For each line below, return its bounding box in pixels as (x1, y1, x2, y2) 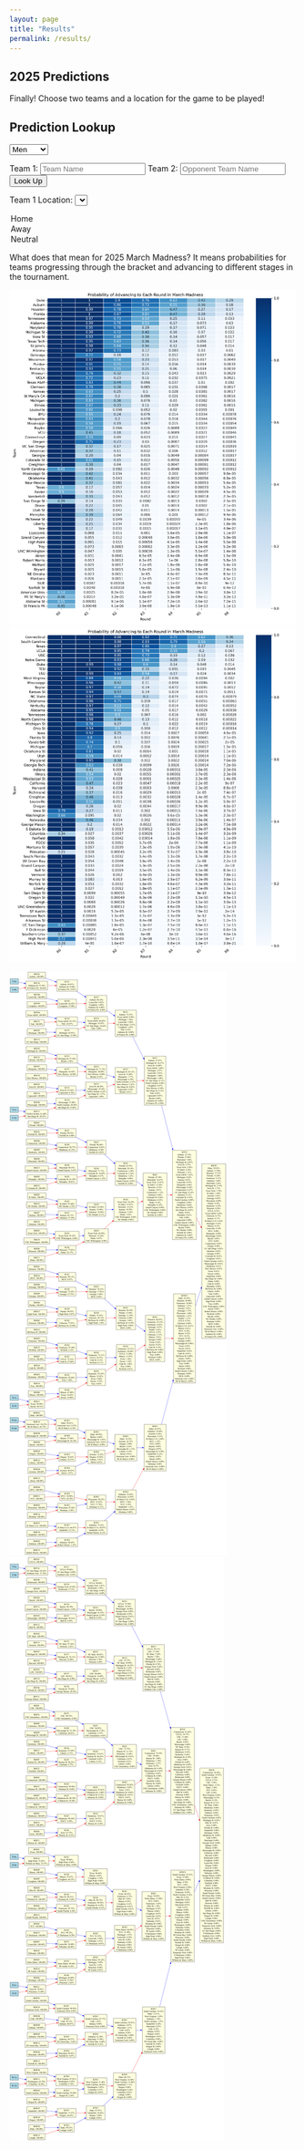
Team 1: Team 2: (9, 163, 178, 173)
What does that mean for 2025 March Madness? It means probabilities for (9, 252, 287, 263)
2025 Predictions (9, 68, 110, 84)
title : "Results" (9, 24, 76, 34)
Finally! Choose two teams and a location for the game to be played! (9, 93, 266, 104)
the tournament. (9, 272, 70, 282)
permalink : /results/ (9, 34, 92, 43)
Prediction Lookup (9, 119, 116, 135)
